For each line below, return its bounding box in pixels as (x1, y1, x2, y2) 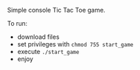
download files (17, 33, 60, 41)
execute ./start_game (17, 48, 80, 55)
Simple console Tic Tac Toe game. (7, 6, 106, 14)
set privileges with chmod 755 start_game (17, 40, 134, 48)
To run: (7, 19, 28, 27)
